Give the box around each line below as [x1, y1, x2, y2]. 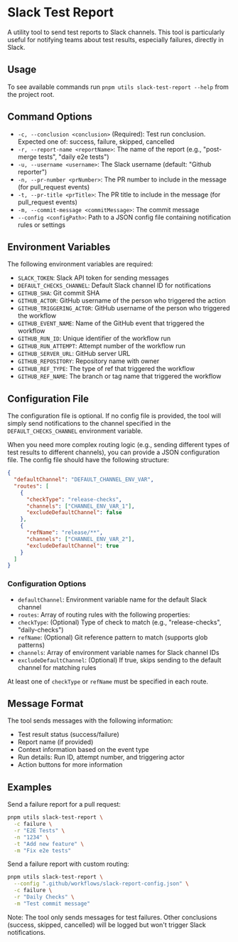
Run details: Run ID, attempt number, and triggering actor [17, 753, 185, 762]
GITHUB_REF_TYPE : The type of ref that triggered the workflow [17, 365, 195, 373]
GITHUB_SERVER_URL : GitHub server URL [17, 350, 131, 358]
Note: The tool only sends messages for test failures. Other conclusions [7, 913, 217, 921]
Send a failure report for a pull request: [7, 800, 121, 809]
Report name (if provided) [17, 738, 94, 746]
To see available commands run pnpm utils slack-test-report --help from [7, 83, 229, 91]
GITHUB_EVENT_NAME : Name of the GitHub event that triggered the [17, 319, 205, 328]
